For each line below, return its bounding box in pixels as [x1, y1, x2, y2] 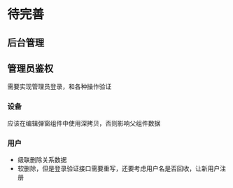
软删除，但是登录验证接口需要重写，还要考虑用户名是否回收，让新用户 [17, 164, 220, 173]
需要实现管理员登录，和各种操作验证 [7, 82, 112, 91]
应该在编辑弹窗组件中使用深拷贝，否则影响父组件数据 [7, 119, 161, 127]
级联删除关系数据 [17, 155, 67, 163]
